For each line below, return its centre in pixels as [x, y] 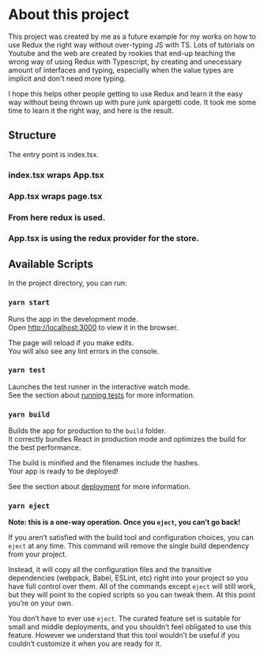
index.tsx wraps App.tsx [56, 175]
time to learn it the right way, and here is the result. [91, 110]
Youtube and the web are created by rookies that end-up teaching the [122, 53]
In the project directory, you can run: [68, 283]
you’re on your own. [41, 603]
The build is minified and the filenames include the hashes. [104, 463]
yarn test [27, 370]
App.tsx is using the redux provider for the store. [104, 239]
